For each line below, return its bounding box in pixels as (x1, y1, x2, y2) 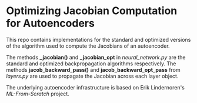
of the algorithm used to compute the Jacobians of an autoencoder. (6, 42, 170, 49)
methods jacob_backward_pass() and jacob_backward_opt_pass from (6, 66, 181, 73)
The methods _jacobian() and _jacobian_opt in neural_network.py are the (6, 54, 186, 61)
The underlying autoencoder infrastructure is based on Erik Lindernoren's (6, 84, 185, 91)
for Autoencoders (6, 16, 95, 30)
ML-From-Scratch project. (6, 90, 69, 97)
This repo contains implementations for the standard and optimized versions (6, 36, 191, 43)
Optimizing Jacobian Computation (6, 4, 178, 18)
